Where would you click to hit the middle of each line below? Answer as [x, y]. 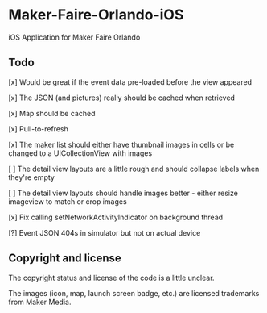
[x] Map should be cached [52, 113]
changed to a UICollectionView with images [80, 153]
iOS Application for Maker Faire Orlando [74, 37]
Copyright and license [65, 259]
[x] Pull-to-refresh [38, 129]
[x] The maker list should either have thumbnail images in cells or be [121, 144]
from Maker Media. [40, 302]
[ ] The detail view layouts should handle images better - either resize [123, 193]
